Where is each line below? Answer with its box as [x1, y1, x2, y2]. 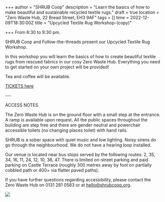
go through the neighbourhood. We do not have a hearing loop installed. [5, 142, 152, 148]
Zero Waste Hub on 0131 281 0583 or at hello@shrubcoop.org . [5, 182, 132, 188]
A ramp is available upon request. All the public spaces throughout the [5, 117, 148, 122]
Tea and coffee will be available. [5, 74, 70, 79]
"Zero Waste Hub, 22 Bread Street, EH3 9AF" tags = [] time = [5, 15, 130, 20]
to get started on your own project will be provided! [5, 64, 109, 70]
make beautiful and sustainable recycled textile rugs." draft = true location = [5, 9, 160, 15]
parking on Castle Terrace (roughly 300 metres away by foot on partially [5, 162, 152, 168]
